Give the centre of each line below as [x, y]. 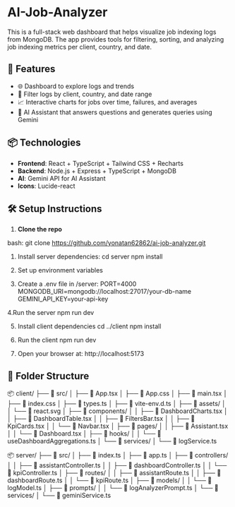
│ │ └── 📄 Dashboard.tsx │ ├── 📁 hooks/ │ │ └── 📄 [84, 434]
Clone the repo [40, 229]
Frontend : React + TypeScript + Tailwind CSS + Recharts [100, 163]
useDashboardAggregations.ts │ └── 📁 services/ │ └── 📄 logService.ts [112, 441]
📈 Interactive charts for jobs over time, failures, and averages [107, 102]
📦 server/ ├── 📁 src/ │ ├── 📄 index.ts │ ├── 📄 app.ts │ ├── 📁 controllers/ [118, 455]
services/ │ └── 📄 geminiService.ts [59, 496]
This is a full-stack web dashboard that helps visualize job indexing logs [112, 32]
